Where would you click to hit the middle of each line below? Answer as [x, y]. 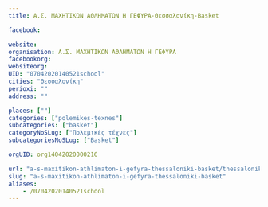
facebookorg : [30, 59]
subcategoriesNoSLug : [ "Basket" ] [64, 140]
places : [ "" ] [30, 111]
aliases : [23, 184]
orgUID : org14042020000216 [53, 154]
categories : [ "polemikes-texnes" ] [66, 118]
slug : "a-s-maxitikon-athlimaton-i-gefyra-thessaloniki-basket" [117, 176]
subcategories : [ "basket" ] [53, 125]
